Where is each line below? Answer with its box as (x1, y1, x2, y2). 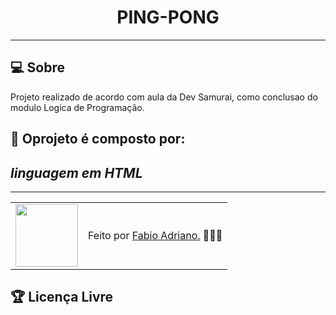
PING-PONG (116, 6, 220, 29)
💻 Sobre (10, 59, 65, 76)
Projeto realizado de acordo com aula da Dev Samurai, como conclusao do (10, 91, 318, 103)
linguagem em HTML (10, 164, 143, 181)
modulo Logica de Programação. (10, 101, 145, 113)
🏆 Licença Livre (10, 289, 114, 306)
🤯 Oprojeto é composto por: (10, 131, 186, 148)
